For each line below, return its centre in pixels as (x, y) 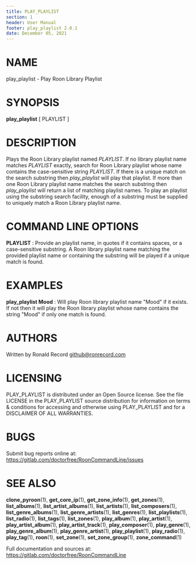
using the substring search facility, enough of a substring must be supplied (97, 196)
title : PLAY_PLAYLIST (33, 11)
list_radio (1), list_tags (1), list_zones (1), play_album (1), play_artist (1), (89, 518)
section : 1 (19, 17)
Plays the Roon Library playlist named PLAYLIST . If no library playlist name (97, 159)
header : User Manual (31, 22)
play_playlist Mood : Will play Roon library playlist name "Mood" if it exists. (97, 301)
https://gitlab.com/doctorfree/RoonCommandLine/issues (75, 459)
